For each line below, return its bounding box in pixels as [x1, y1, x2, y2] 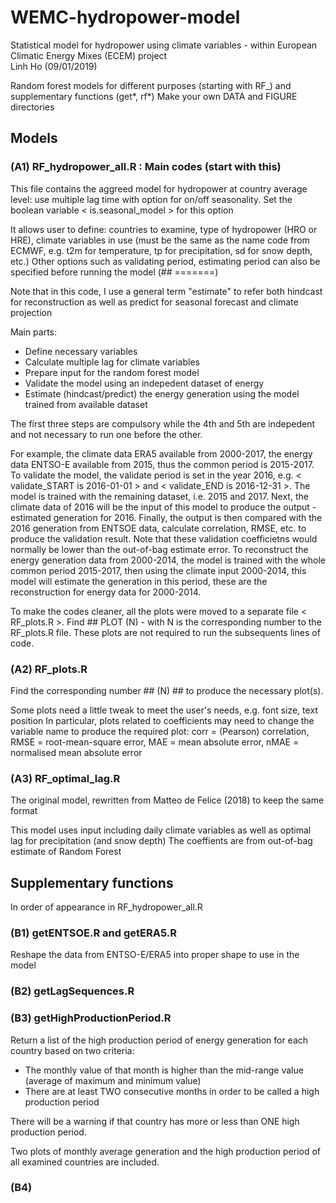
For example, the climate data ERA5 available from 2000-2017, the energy [10, 447, 313, 460]
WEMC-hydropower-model [10, 6, 241, 29]
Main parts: [10, 326, 58, 338]
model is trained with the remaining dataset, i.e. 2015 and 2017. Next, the [10, 490, 309, 502]
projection [10, 306, 53, 318]
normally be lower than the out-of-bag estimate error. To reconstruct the [10, 543, 309, 555]
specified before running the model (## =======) [10, 266, 219, 278]
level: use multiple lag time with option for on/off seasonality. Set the [10, 193, 293, 205]
